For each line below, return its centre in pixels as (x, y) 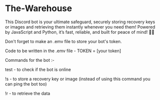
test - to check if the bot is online (38, 69)
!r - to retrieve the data (28, 93)
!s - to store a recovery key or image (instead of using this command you (78, 79)
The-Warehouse (39, 8)
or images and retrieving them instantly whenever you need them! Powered (80, 27)
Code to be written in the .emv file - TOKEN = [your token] (63, 51)
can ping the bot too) (26, 84)
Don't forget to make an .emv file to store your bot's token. (64, 41)
